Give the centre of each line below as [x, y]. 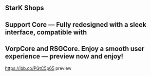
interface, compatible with [46, 32]
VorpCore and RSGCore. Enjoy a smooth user [75, 49]
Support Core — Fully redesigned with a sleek [76, 25]
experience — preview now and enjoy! [64, 56]
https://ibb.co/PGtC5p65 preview [38, 68]
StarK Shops [25, 8]
